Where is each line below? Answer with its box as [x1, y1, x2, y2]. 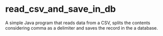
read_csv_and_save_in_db [5, 3, 116, 15]
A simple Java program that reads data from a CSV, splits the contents [5, 20, 150, 26]
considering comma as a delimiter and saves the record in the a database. [5, 25, 158, 31]
